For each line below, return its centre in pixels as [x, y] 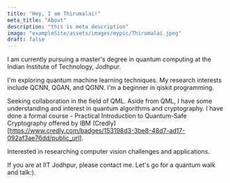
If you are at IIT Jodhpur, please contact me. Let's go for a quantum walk [111, 165]
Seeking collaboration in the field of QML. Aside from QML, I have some [110, 101]
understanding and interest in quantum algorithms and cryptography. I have [115, 109]
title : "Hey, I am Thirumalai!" [54, 14]
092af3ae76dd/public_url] [44, 138]
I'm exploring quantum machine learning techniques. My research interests [115, 80]
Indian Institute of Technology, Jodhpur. [64, 67]
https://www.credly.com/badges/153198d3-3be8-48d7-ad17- [97, 131]
